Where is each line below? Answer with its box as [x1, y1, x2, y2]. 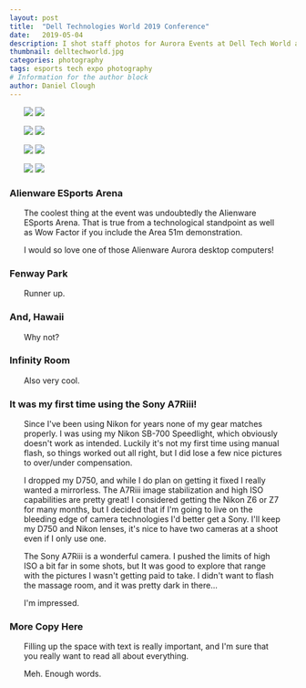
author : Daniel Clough [9, 81, 96, 90]
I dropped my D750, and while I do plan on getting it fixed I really [24, 475, 266, 486]
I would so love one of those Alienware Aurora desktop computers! [24, 244, 275, 255]
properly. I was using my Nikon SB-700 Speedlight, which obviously [24, 428, 278, 439]
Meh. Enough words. [24, 668, 102, 680]
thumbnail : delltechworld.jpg [9, 47, 125, 57]
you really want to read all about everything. [24, 651, 189, 662]
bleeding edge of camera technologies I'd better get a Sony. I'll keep [24, 514, 280, 525]
